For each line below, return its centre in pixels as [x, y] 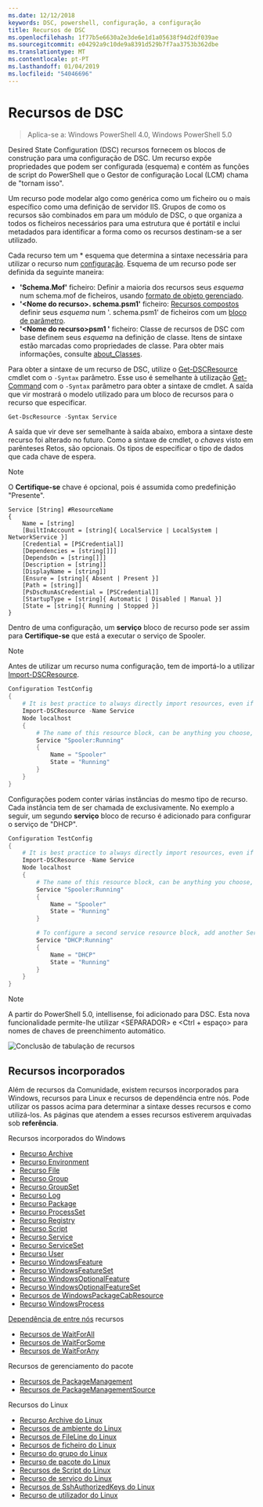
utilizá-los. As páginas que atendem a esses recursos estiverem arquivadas [130, 1115]
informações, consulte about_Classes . [81, 353]
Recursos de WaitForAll [57, 1334]
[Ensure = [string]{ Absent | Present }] [90, 579]
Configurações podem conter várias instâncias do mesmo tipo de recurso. [128, 799]
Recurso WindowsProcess [62, 1304]
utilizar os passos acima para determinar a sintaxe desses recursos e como [130, 1106]
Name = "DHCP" [73, 955]
